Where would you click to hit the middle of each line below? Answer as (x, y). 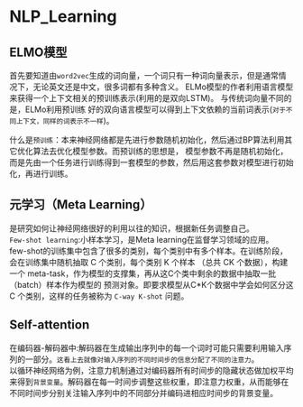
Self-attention (50, 325)
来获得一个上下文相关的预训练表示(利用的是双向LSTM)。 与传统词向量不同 (147, 98)
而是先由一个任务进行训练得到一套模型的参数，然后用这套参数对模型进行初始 (151, 162)
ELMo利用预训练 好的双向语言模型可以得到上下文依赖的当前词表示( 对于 (156, 109)
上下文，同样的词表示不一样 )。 (65, 120)
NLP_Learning (63, 17)
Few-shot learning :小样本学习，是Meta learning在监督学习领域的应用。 (142, 239)
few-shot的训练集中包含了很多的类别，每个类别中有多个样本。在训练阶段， (149, 251)
